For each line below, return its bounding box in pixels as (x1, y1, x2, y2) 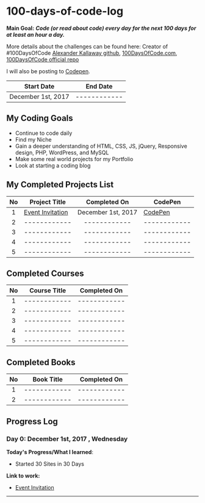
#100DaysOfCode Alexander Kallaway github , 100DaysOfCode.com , (6, 49, 178, 56)
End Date (85, 82, 113, 90)
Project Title (29, 197, 66, 206)
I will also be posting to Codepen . (6, 67, 90, 74)
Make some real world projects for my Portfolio (15, 155, 134, 162)
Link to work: (6, 472, 40, 479)
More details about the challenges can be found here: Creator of (6, 43, 168, 50)
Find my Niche (15, 136, 52, 143)
